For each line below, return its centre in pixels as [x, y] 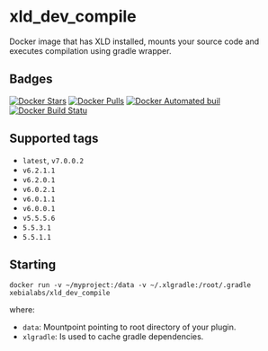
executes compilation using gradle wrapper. [90, 50]
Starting [33, 264]
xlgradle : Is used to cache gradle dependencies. [113, 337]
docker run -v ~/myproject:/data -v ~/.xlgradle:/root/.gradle [130, 285]
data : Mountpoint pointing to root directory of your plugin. [129, 327]
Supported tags [54, 139]
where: [22, 310]
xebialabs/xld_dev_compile [60, 294]
